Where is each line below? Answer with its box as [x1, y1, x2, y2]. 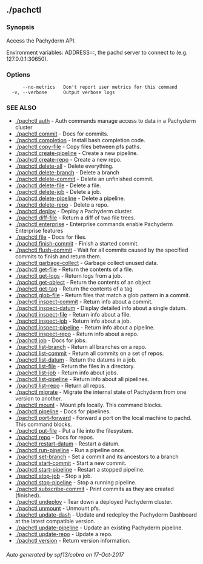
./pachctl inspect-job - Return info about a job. [15, 317, 131, 325]
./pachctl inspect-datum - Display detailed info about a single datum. [15, 304, 187, 312]
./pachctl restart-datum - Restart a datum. [15, 440, 120, 447]
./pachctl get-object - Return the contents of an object [15, 279, 151, 286]
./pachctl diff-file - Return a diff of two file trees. [15, 214, 136, 221]
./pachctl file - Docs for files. [15, 233, 87, 241]
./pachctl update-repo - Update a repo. [15, 531, 113, 538]
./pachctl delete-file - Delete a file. [15, 182, 101, 189]
